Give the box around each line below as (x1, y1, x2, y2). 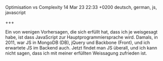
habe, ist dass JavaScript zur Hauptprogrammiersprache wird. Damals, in (5, 34, 158, 40)
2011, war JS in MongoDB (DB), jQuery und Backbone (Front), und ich (5, 39, 150, 45)
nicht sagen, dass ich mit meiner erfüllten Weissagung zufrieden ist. (5, 50, 147, 56)
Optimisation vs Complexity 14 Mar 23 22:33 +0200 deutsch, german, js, (5, 4, 157, 10)
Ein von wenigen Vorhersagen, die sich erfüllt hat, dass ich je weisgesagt (5, 29, 158, 34)
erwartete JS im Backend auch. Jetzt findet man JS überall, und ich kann (5, 45, 157, 50)
